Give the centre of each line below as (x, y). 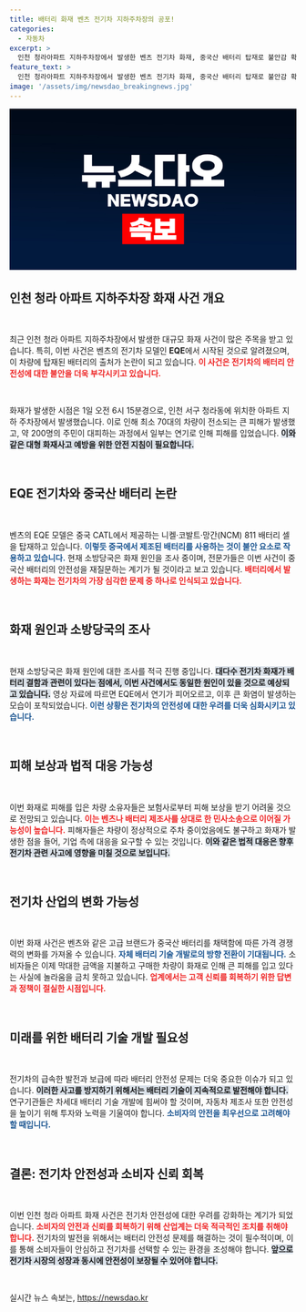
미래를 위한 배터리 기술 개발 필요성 (99, 1037)
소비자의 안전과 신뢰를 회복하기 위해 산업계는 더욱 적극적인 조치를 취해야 (162, 1226)
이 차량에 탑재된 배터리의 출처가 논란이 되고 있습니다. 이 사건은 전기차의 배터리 (147, 362)
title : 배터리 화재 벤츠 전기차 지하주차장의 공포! (92, 19)
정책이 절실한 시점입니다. (62, 989)
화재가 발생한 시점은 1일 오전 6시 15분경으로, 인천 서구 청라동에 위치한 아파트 (145, 411)
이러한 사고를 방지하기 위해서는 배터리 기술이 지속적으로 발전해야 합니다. (162, 1091)
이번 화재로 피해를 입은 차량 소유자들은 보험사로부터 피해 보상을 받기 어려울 (142, 807)
